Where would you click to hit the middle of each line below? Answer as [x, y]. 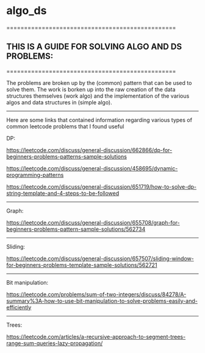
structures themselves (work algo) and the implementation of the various [98, 96]
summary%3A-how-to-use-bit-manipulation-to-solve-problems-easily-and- [102, 300]
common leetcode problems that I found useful [65, 126]
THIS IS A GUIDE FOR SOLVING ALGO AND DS [94, 47]
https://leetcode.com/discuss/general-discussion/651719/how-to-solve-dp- [102, 186]
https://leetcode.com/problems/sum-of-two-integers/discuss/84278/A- [96, 294]
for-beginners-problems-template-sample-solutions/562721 [82, 265]
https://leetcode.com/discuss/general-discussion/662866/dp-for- [89, 150]
